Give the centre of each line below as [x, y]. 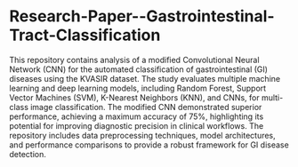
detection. [28, 154]
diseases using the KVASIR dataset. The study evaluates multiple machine [145, 78]
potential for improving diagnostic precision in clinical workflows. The [137, 125]
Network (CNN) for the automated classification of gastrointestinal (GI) [139, 69]
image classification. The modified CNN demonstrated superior [146, 107]
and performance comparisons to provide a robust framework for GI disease [149, 145]
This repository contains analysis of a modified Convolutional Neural [134, 60]
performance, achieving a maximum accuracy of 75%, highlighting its [137, 116]
